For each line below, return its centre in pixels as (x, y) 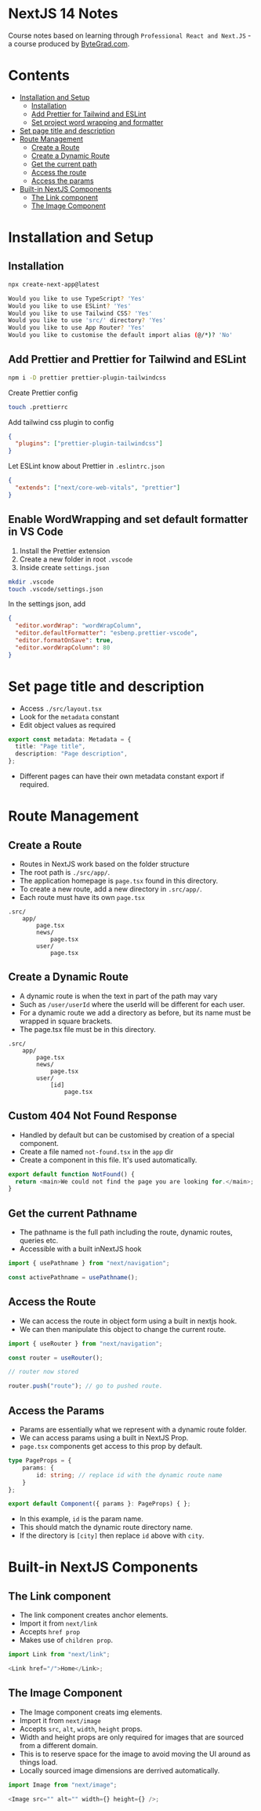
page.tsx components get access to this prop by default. (111, 1446)
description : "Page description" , (71, 754)
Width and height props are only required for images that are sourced (132, 1737)
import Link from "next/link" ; (59, 1655)
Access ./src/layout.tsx (60, 708)
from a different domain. (58, 1745)
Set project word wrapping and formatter (97, 122)
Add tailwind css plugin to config (61, 422)
